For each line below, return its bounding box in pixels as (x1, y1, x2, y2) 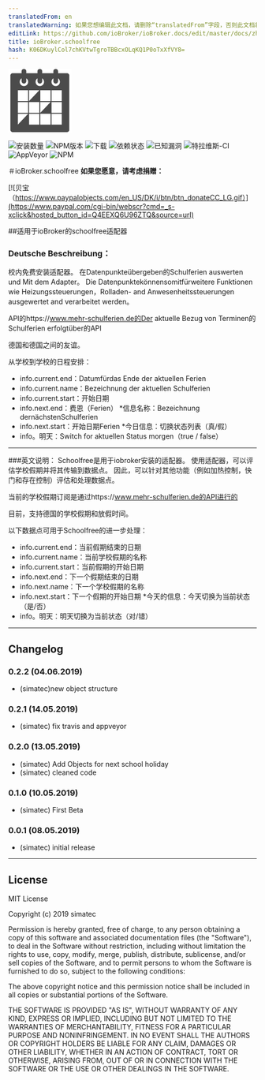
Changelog (8, 642, 64, 656)
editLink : (8, 29, 41, 37)
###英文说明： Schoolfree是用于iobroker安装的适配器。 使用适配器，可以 (8, 456, 247, 465)
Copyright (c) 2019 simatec (8, 910, 96, 919)
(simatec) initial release (19, 843, 95, 852)
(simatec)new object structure (19, 684, 118, 693)
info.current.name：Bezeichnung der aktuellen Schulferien (19, 383, 211, 394)
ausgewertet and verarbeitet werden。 (8, 297, 134, 307)
